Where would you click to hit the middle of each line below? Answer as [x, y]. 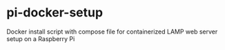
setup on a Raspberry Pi [41, 38]
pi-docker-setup [55, 13]
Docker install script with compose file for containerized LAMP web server [112, 32]
